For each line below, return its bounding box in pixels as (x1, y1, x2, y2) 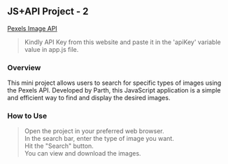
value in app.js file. (24, 45, 79, 53)
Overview (7, 62, 41, 72)
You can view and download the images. (24, 149, 141, 158)
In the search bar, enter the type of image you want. (24, 135, 175, 143)
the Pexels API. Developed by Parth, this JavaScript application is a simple (7, 86, 222, 95)
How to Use (7, 111, 48, 121)
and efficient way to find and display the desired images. (7, 94, 171, 102)
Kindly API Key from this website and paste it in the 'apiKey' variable (24, 38, 222, 46)
